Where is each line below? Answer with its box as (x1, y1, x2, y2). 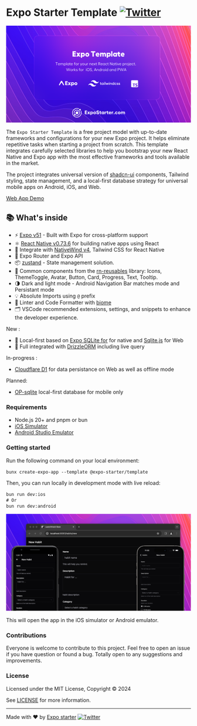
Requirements (6, 403, 47, 411)
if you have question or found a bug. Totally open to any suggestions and (6, 651, 183, 658)
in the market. (6, 160, 40, 167)
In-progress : (6, 354, 38, 362)
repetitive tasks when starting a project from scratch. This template (6, 141, 168, 148)
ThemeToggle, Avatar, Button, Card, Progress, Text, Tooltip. (14, 273, 158, 281)
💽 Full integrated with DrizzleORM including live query (14, 343, 145, 350)
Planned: (6, 377, 28, 384)
